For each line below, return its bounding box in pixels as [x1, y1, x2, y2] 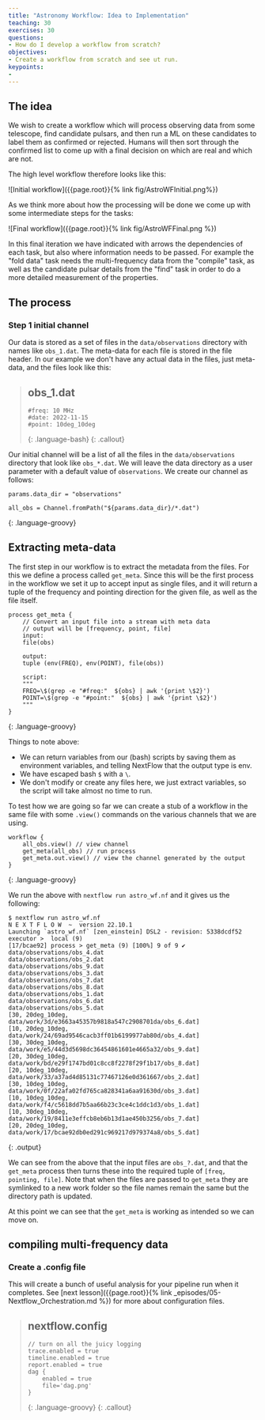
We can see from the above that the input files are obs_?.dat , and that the [8, 1157, 248, 1167]
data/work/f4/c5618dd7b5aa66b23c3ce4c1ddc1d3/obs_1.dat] [8, 1100, 200, 1108]
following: [8, 899, 40, 908]
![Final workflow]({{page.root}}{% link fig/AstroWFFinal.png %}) [8, 224, 218, 233]
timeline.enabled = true [27, 1354, 110, 1362]
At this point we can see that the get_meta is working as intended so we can [8, 1206, 255, 1216]
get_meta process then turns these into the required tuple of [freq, [8, 1166, 226, 1176]
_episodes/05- [173, 1288, 221, 1297]
